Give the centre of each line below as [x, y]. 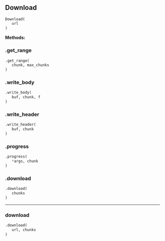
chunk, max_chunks [30, 65]
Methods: [15, 37]
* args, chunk [25, 161]
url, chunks [24, 230]
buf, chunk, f [26, 97]
